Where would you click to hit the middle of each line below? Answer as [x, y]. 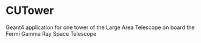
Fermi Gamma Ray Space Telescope [51, 33]
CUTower [30, 11]
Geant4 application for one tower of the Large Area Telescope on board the [100, 27]
